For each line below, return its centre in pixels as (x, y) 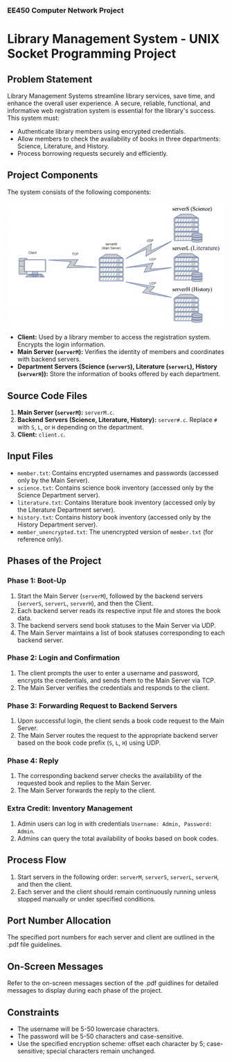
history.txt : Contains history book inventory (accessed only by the (114, 517)
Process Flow (37, 860)
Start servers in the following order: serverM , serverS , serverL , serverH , (118, 877)
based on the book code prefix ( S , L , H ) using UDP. (89, 743)
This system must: (34, 118)
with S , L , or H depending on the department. (80, 427)
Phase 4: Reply (33, 761)
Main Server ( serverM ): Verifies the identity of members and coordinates (121, 352)
